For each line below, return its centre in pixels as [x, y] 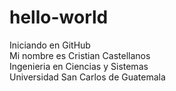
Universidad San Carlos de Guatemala [87, 77]
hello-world [59, 17]
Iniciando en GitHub [50, 45]
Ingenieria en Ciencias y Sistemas [79, 66]
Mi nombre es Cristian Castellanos [80, 55]
